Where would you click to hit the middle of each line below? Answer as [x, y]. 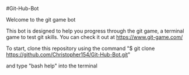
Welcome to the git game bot [41, 19]
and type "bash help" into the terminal [52, 66]
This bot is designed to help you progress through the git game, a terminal [95, 31]
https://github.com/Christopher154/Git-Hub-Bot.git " [68, 54]
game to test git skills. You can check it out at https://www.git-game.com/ [94, 37]
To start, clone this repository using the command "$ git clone [80, 48]
